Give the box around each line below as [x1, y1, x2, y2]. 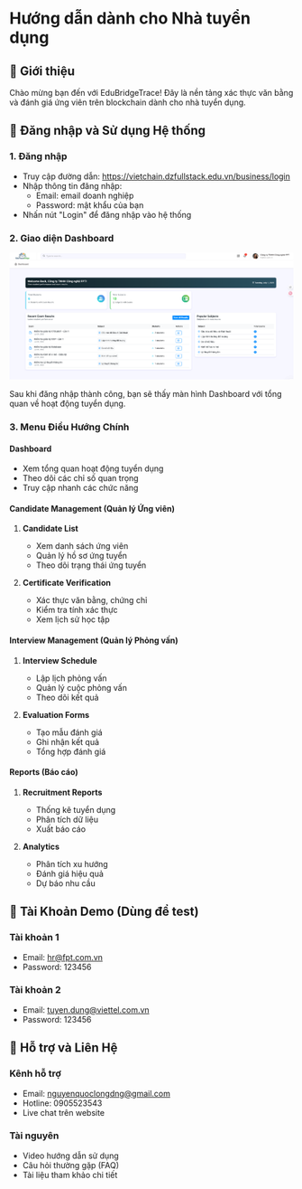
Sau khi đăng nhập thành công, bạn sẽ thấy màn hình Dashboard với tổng [9, 389, 282, 400]
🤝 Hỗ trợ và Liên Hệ [9, 1040, 118, 1056]
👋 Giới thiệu [9, 63, 75, 79]
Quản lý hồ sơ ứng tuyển [35, 551, 128, 561]
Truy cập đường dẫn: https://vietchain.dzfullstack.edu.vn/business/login [22, 171, 291, 182]
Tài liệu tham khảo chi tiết [22, 1169, 118, 1180]
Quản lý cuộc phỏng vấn [35, 682, 128, 693]
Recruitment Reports [22, 787, 103, 797]
